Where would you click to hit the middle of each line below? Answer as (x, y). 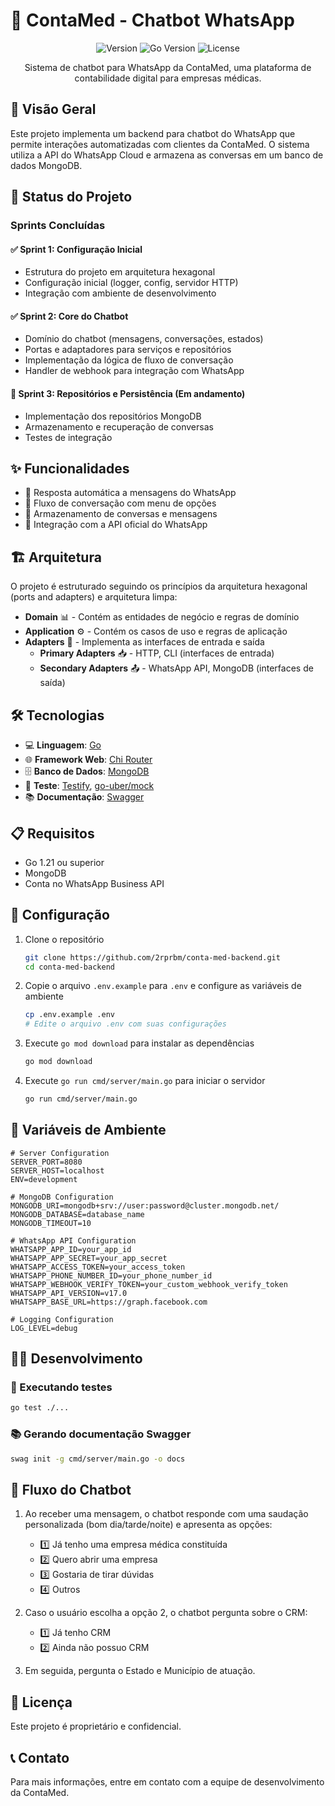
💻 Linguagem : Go (63, 745)
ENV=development (44, 1179)
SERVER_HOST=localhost (57, 1170)
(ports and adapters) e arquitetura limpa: (94, 597)
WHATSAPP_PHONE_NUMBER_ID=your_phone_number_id (111, 1275)
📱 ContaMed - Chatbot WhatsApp (152, 20)
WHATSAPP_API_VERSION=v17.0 (69, 1293)
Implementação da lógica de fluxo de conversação (129, 360)
